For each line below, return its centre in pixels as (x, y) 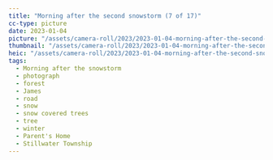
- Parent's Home (43, 136)
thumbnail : (27, 46)
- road (27, 99)
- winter (30, 128)
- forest (30, 83)
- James (29, 91)
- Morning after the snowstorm (69, 69)
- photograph (38, 76)
